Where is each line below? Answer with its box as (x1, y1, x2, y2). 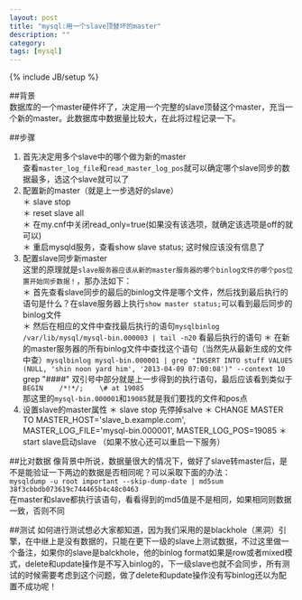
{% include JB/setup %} (9, 71, 99, 82)
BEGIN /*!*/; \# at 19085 (22, 384, 144, 393)
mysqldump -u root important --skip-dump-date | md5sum (9, 477, 224, 486)
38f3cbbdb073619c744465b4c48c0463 (9, 485, 140, 494)
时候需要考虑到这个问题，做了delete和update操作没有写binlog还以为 (24, 570, 279, 581)
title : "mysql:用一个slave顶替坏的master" (9, 22, 162, 31)
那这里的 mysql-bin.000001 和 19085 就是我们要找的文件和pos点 (22, 393, 248, 404)
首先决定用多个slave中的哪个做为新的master (22, 151, 187, 163)
